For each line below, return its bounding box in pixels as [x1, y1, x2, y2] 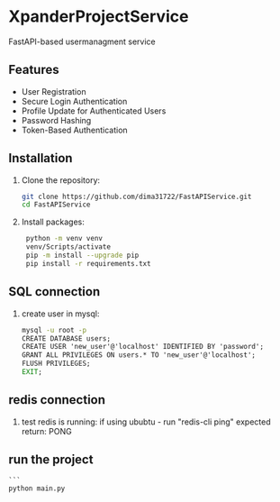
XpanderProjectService [8, 6, 189, 27]
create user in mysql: [21, 308, 100, 319]
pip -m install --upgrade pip [25, 251, 140, 260]
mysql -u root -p [21, 325, 87, 334]
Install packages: [21, 216, 85, 227]
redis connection [8, 392, 105, 407]
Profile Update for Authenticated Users [21, 105, 167, 116]
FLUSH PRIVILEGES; [21, 359, 91, 369]
